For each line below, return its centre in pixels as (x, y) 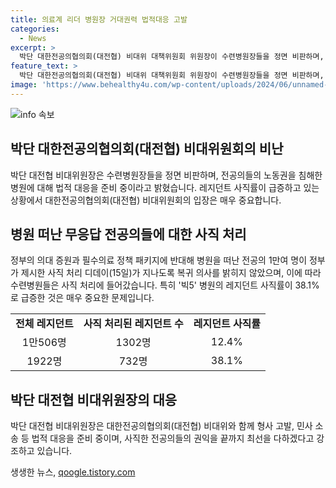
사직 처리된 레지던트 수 (133, 324)
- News (33, 38)
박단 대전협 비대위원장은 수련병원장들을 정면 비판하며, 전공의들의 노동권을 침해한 (166, 175)
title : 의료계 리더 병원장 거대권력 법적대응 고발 (99, 19)
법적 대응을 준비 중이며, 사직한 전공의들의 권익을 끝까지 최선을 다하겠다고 (173, 438)
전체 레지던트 (44, 324)
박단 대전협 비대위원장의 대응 (94, 399)
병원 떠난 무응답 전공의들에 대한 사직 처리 (128, 234)
